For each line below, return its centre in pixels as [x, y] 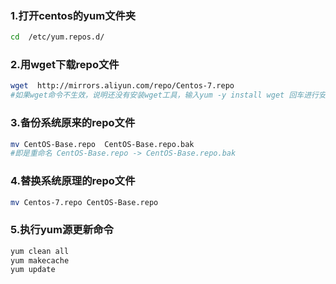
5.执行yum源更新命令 [62, 230]
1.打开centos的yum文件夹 [73, 15]
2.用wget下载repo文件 [65, 65]
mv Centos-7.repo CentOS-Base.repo [84, 202]
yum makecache [40, 260]
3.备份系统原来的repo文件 [73, 123]
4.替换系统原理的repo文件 [73, 181]
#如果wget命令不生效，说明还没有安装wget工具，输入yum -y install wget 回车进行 [164, 95]
